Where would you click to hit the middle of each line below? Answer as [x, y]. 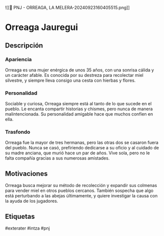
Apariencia [18, 59]
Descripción [24, 45]
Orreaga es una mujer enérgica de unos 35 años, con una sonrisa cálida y [80, 70]
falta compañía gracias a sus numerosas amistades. [58, 158]
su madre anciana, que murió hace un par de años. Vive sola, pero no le [78, 153]
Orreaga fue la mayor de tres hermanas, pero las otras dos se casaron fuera [82, 142]
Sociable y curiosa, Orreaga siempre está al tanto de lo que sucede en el [78, 104]
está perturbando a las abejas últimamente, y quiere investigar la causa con [82, 196]
